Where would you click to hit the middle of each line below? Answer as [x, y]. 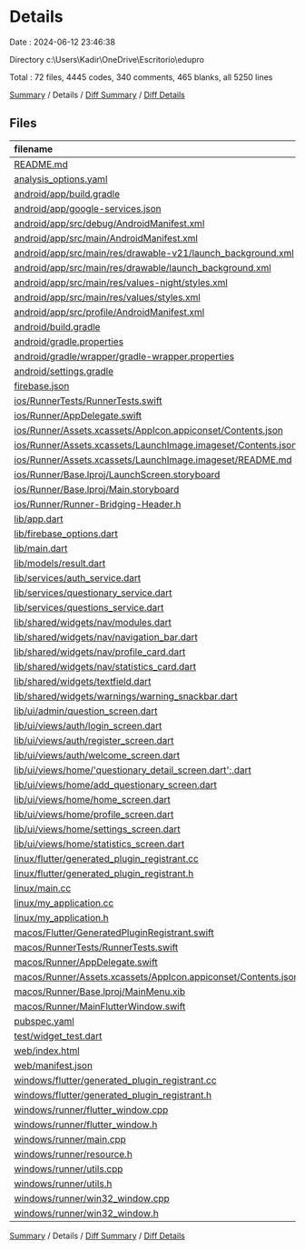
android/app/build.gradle [67, 194]
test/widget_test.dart [58, 1035]
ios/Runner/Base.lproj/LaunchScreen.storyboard [117, 475]
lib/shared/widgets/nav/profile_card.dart [100, 652]
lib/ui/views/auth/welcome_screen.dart [97, 755]
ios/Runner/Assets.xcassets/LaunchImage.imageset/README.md [153, 459]
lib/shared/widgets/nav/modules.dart [93, 622]
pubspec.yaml [44, 1021]
